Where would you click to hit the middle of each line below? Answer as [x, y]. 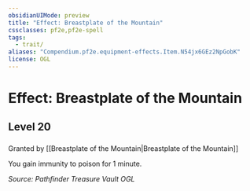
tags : [17, 37]
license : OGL [29, 60]
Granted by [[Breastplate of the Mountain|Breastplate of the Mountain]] [123, 149]
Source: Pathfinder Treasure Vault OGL [72, 179]
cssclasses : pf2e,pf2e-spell [56, 30]
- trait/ [29, 45]
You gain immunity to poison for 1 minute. [75, 164]
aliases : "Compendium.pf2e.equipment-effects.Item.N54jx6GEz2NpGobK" [125, 52]
